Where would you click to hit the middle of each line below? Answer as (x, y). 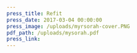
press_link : (23, 39)
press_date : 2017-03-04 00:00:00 (54, 20)
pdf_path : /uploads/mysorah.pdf (53, 33)
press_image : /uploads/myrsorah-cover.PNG (68, 26)
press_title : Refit (34, 13)
